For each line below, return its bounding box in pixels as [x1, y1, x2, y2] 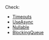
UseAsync [12, 19, 34, 25]
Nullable [12, 24, 30, 30]
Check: [5, 4, 20, 10]
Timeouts [12, 14, 32, 19]
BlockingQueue [12, 30, 44, 35]
